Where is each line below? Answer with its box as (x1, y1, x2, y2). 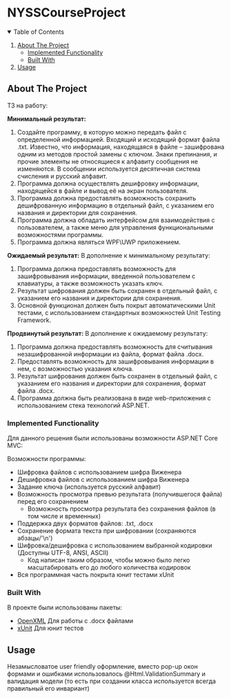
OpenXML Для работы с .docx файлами (17, 617, 134, 625)
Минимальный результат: (7, 114, 86, 123)
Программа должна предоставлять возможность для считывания (17, 343, 213, 351)
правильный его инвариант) (7, 685, 90, 693)
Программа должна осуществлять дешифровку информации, (17, 179, 200, 188)
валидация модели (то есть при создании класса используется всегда (7, 677, 216, 685)
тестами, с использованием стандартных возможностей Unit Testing (17, 308, 221, 316)
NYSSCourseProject (7, 5, 126, 21)
